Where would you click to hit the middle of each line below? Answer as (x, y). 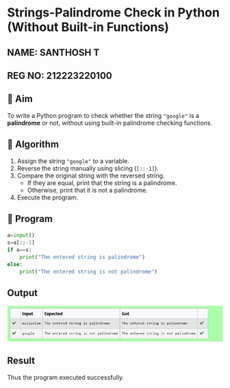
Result (21, 361)
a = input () (21, 235)
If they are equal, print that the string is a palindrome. (102, 182)
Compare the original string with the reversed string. (91, 175)
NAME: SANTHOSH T (53, 52)
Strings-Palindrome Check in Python (114, 13)
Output (22, 293)
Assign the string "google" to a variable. (73, 161)
